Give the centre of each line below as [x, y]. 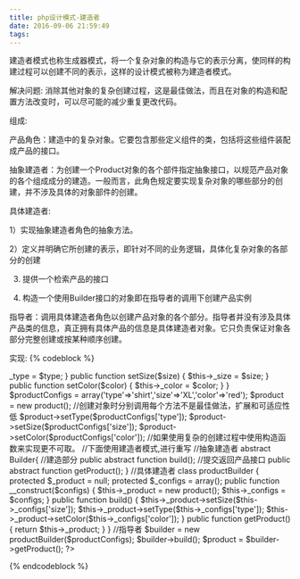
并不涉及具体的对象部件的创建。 [83, 192]
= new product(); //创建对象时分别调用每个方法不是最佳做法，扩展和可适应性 [150, 406]
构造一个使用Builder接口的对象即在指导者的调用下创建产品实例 [137, 298]
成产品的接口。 [37, 151]
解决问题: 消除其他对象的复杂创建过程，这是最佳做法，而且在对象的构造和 [144, 91]
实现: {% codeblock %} [52, 359]
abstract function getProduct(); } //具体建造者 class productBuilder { [134, 471]
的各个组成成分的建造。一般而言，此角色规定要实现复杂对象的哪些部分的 [142, 181]
